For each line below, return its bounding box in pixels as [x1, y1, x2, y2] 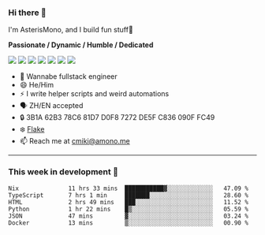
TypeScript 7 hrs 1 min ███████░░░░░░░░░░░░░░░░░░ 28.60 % [8, 191, 248, 200]
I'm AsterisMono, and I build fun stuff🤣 [8, 25, 134, 35]
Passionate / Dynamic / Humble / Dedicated [8, 40, 154, 50]
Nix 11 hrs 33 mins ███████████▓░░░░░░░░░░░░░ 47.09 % [8, 185, 248, 192]
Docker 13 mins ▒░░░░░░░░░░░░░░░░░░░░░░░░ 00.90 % [8, 218, 248, 227]
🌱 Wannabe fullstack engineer [19, 72, 118, 81]
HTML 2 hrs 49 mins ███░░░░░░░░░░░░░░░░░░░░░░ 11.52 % [8, 198, 248, 206]
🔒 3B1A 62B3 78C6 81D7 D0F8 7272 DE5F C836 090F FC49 [19, 113, 215, 122]
